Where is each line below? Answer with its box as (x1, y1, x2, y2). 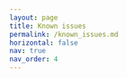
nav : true (9, 47, 47, 56)
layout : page (9, 13, 59, 22)
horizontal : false (9, 38, 78, 48)
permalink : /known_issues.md (9, 30, 119, 39)
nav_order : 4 (9, 55, 59, 64)
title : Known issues (9, 22, 87, 30)
